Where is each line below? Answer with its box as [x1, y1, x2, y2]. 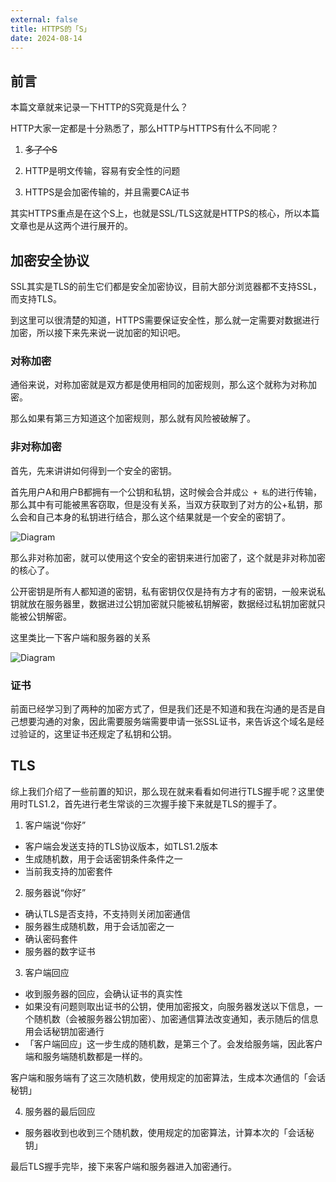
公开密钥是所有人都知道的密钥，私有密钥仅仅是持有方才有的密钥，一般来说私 [10, 585, 326, 597]
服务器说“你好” [24, 886, 87, 898]
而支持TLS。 [10, 293, 62, 305]
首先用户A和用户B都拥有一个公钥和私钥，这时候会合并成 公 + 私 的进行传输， [10, 486, 323, 498]
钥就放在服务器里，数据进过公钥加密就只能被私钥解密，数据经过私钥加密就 [10, 597, 317, 610]
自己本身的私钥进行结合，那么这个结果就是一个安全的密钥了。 [36, 511, 291, 523]
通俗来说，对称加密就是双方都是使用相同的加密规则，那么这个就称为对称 [10, 379, 308, 391]
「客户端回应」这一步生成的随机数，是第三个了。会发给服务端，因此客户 [24, 1037, 323, 1050]
